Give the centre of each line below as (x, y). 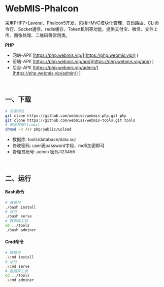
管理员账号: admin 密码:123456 (44, 152)
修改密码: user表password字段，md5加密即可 (58, 145)
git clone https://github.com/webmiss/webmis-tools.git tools (70, 120)
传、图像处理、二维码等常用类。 (37, 35)
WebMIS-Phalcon (42, 9)
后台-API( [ (23, 68)
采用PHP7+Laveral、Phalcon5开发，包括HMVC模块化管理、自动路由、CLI (80, 23)
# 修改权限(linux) (22, 125)
